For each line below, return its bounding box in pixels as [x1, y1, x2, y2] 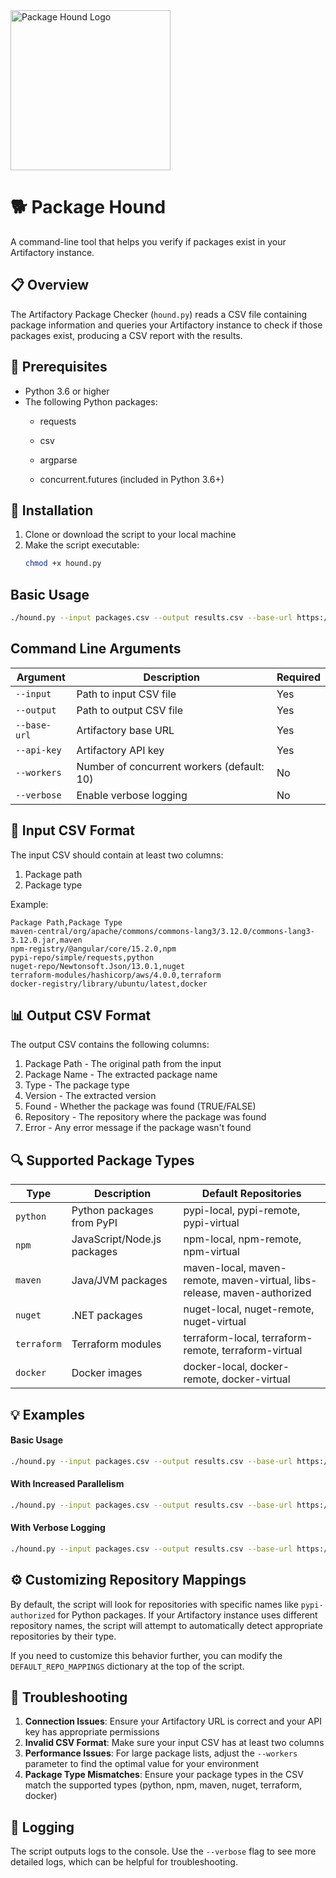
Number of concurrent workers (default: [76, 759, 265, 773]
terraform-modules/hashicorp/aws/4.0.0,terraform [10, 970, 222, 980]
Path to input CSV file [76, 687, 177, 701]
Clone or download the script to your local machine [24, 529, 237, 541]
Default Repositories [201, 1187, 302, 1201]
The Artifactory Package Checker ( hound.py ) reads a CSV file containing [10, 308, 308, 320]
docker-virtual [221, 1372, 291, 1386]
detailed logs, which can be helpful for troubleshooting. [10, 1856, 238, 1868]
